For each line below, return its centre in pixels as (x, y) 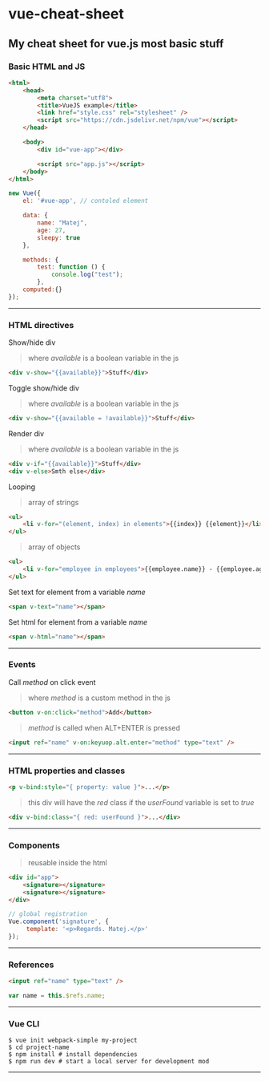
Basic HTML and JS (47, 67)
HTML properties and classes (67, 771)
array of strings (53, 502)
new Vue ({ (25, 193)
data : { (35, 216)
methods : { (41, 260)
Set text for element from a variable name (77, 592)
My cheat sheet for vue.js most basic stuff (116, 44)
